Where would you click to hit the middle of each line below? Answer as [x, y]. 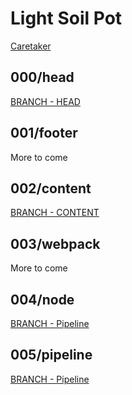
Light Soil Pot [66, 18]
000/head [42, 77]
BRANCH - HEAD [45, 101]
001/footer [44, 133]
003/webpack [55, 243]
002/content [51, 188]
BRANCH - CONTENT [55, 213]
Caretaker [31, 46]
